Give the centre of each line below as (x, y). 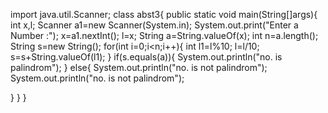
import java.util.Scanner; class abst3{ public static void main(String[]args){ (164, 14)
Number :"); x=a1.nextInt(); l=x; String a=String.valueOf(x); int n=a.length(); (164, 35)
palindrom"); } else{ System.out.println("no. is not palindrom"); (139, 67)
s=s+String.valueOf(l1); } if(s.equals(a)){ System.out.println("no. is (146, 57)
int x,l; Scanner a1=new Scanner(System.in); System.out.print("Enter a (154, 25)
